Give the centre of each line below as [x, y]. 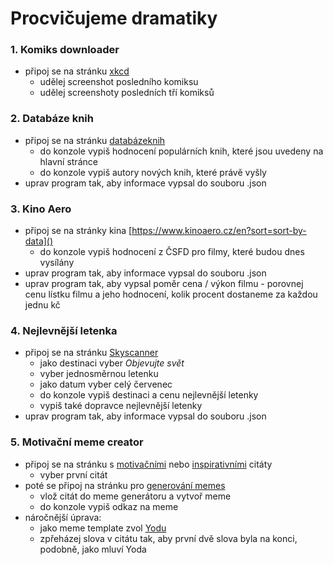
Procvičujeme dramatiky [114, 18]
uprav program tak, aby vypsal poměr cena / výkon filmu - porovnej [164, 284]
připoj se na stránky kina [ [78, 231]
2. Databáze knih [52, 119]
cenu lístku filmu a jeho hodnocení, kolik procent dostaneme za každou [171, 294]
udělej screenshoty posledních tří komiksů [127, 93]
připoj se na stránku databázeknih [95, 140]
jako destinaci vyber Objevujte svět [112, 363]
